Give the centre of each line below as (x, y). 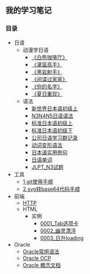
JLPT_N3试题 (47, 167)
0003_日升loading (62, 238)
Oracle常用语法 (41, 251)
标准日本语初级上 (52, 123)
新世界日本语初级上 (55, 108)
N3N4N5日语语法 (52, 115)
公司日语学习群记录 (55, 138)
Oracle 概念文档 (41, 265)
